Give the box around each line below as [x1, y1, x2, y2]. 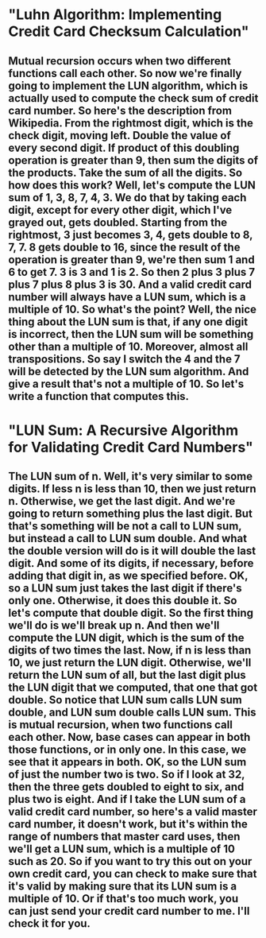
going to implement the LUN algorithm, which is [8, 79, 249, 92]
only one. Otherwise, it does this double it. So [8, 594, 237, 607]
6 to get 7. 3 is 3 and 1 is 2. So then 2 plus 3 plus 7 [8, 265, 256, 279]
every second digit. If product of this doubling [8, 141, 240, 154]
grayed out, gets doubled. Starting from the [8, 215, 228, 229]
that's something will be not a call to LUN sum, [8, 519, 242, 533]
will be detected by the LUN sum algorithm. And [8, 364, 249, 378]
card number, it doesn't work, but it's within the [8, 817, 249, 831]
